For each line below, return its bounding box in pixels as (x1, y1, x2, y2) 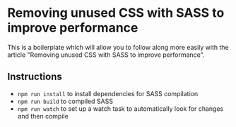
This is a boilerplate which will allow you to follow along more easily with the (7, 43, 229, 51)
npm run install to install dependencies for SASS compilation (17, 89, 199, 98)
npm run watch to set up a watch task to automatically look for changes (17, 104, 224, 113)
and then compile (17, 112, 69, 120)
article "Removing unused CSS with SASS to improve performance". (7, 51, 205, 59)
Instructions (7, 71, 62, 83)
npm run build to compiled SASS (17, 97, 113, 105)
